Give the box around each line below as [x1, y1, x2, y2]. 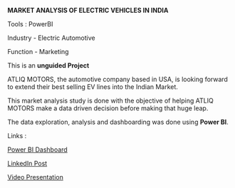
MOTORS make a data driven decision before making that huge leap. [7, 104, 209, 113]
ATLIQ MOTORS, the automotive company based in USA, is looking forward [7, 75, 228, 83]
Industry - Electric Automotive [7, 33, 95, 42]
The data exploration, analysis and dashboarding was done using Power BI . [7, 117, 229, 126]
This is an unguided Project [7, 61, 90, 70]
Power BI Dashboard [7, 145, 68, 154]
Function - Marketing [7, 48, 69, 56]
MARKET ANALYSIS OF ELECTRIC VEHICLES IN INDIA [7, 6, 169, 14]
